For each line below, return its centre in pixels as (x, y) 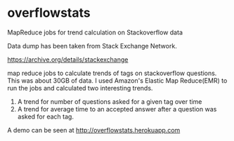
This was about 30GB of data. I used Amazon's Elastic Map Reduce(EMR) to (117, 80)
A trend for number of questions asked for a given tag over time (110, 101)
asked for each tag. (45, 116)
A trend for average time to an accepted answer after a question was (117, 109)
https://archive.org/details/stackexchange (68, 59)
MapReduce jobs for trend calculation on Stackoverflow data (95, 32)
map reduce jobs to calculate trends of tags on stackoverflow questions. (112, 73)
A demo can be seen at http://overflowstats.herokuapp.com (94, 130)
